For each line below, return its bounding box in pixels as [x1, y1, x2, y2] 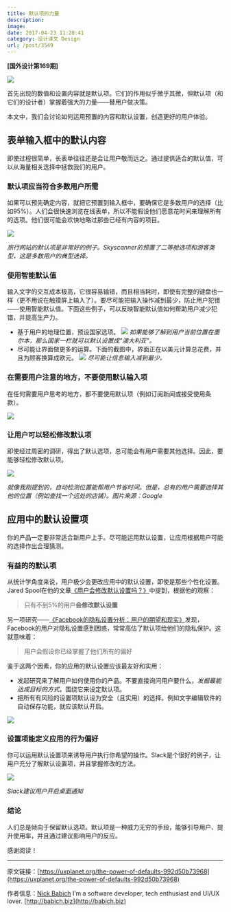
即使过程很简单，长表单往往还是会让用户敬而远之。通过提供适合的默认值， [7, 154, 217, 162]
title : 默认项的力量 [7, 10, 60, 17]
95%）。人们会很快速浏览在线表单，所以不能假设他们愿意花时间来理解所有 [12, 207, 221, 215]
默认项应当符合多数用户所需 [7, 182, 99, 191]
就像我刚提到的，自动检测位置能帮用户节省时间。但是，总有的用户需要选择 [7, 483, 217, 491]
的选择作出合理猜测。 [7, 541, 67, 550]
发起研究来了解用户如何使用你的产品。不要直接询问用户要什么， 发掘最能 [16, 677, 221, 685]
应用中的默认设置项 [7, 514, 88, 525]
